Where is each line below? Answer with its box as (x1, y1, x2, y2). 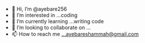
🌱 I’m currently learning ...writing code (11, 18, 104, 24)
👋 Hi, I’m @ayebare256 (11, 6, 67, 12)
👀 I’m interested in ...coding (11, 12, 78, 19)
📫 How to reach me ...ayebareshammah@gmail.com (11, 31, 139, 37)
